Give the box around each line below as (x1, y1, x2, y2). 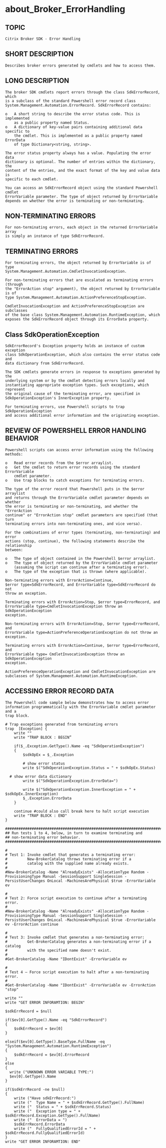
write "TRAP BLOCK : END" (14, 813, 68, 818)
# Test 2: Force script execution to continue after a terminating (5, 896, 147, 901)
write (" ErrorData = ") (14, 1117, 68, 1122)
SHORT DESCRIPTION (5, 50, 74, 58)
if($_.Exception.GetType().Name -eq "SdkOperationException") (14, 744, 145, 749)
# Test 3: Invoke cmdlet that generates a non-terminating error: (5, 935, 145, 940)
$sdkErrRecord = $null (5, 1008, 52, 1014)
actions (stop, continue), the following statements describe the (5, 538, 145, 543)
